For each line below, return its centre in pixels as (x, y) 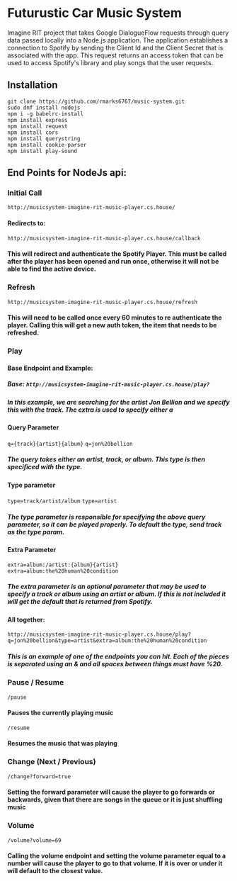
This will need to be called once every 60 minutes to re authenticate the (115, 318)
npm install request (38, 126)
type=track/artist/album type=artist (62, 501)
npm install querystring (44, 139)
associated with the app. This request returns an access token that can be (115, 55)
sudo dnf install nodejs (44, 108)
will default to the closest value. (55, 871)
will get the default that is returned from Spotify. (80, 602)
